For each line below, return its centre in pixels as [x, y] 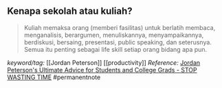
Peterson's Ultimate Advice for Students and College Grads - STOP [102, 70]
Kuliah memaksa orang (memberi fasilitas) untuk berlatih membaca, [120, 27]
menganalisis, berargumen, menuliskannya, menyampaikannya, [114, 35]
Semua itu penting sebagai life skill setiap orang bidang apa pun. [115, 49]
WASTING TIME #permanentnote [54, 77]
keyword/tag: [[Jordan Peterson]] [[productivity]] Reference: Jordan [104, 62]
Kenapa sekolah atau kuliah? [70, 11]
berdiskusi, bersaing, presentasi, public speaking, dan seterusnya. [118, 42]
